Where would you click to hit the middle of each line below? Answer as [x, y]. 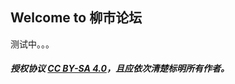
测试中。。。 [32, 44]
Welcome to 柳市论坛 [76, 18]
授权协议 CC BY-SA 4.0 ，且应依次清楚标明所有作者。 [120, 69]
